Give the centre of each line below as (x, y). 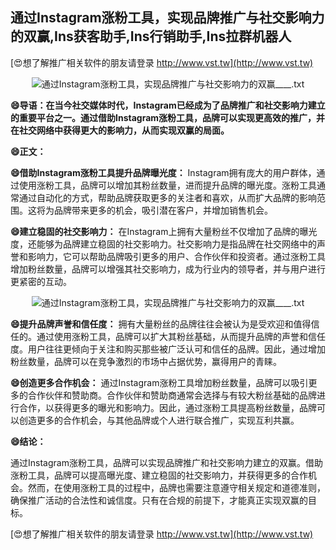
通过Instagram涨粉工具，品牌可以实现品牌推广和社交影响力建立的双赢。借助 (166, 462)
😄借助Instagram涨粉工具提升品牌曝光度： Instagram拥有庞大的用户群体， (163, 172)
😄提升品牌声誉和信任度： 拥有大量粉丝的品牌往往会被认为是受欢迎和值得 (161, 324)
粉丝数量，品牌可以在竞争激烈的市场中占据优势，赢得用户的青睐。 (146, 361)
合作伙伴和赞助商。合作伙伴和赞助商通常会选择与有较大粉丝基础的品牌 (172, 395)
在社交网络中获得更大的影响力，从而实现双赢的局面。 (120, 130)
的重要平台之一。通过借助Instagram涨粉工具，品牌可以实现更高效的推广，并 (168, 117)
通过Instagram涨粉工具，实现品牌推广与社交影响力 (167, 18)
